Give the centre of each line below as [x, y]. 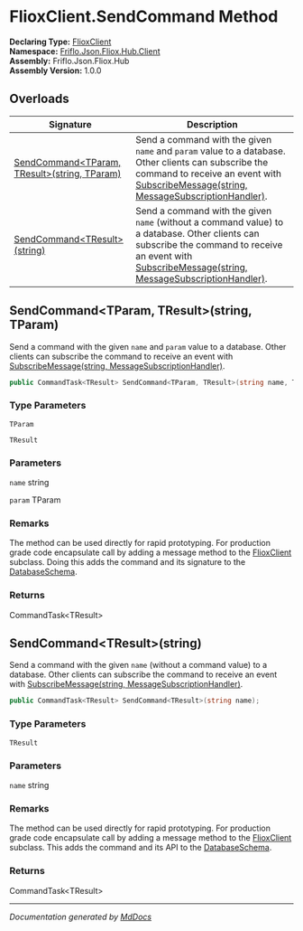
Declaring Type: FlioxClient [60, 42]
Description [212, 124]
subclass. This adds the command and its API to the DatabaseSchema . [141, 848]
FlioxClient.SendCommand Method [144, 17]
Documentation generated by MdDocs [80, 917]
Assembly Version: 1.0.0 [55, 71]
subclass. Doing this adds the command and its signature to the [128, 562]
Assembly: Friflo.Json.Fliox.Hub [69, 61]
